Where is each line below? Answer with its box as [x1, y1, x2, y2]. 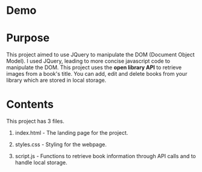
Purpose [6, 31, 50, 45]
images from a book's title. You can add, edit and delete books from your [6, 70, 188, 78]
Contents [6, 97, 54, 111]
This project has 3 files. [6, 118, 65, 125]
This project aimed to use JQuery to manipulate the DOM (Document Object [6, 51, 195, 58]
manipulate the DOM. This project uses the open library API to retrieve [6, 64, 182, 71]
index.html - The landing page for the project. [14, 129, 128, 137]
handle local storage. [14, 159, 68, 166]
